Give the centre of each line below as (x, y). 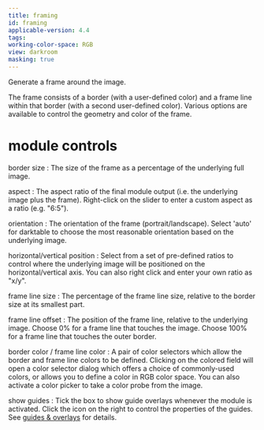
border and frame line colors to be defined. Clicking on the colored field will (131, 360)
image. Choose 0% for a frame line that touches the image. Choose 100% (128, 327)
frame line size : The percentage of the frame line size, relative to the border (132, 296)
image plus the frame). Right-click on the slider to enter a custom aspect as (130, 200)
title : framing (33, 15)
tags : (17, 37)
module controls (63, 146)
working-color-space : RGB (50, 45)
